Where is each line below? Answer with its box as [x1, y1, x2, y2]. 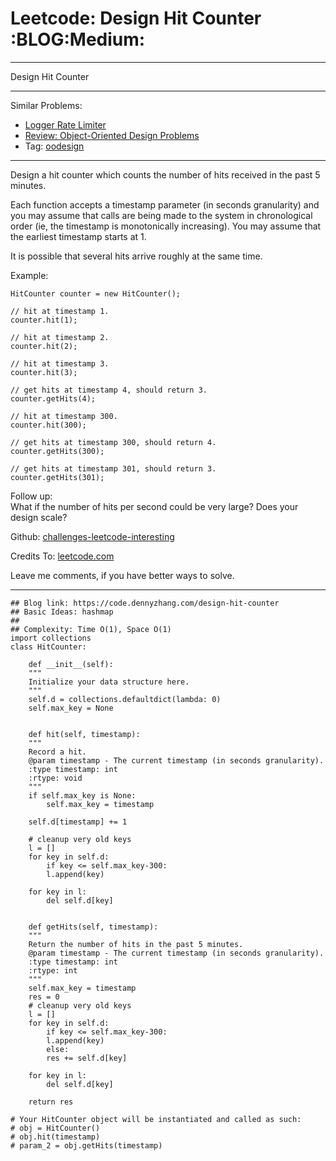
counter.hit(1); [10, 315, 78, 325]
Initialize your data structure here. [28, 677, 190, 687]
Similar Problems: [10, 99, 83, 111]
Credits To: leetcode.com [10, 550, 115, 562]
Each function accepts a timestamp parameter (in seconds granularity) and [10, 198, 320, 211]
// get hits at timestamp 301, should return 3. [10, 463, 217, 474]
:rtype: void [28, 773, 83, 783]
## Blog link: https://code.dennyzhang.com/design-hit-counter [10, 598, 280, 608]
